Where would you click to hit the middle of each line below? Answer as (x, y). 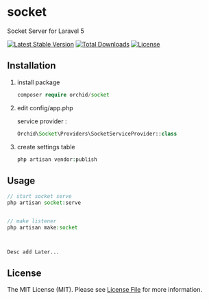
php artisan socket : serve (44, 203)
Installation (32, 66)
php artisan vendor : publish (57, 159)
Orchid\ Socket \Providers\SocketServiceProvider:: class (97, 134)
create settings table (46, 147)
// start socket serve (39, 197)
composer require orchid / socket (63, 95)
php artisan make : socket (42, 227)
